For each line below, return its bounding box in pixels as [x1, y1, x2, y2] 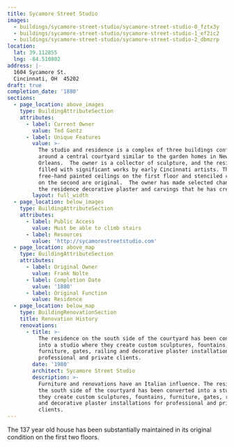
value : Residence [32, 296, 82, 303]
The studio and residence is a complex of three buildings [38, 147, 214, 154]
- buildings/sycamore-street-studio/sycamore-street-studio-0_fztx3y [13, 23, 219, 30]
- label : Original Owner [25, 263, 98, 270]
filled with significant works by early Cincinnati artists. [38, 166, 219, 173]
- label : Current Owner [25, 120, 95, 128]
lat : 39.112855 [13, 50, 58, 57]
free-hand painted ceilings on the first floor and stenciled [38, 173, 223, 179]
